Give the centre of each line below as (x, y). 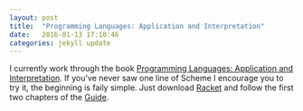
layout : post (34, 18)
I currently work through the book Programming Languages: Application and (151, 69)
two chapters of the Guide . (59, 97)
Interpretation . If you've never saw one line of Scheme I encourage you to (147, 79)
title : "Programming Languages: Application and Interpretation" (137, 26)
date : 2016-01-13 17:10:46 (64, 34)
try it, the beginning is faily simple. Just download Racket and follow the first (151, 88)
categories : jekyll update (60, 43)
